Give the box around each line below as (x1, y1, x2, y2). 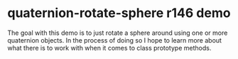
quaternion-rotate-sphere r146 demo (7, 5, 231, 21)
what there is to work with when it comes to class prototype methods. (7, 43, 212, 52)
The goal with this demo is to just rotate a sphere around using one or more (7, 28, 228, 37)
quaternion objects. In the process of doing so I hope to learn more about (7, 36, 222, 44)
